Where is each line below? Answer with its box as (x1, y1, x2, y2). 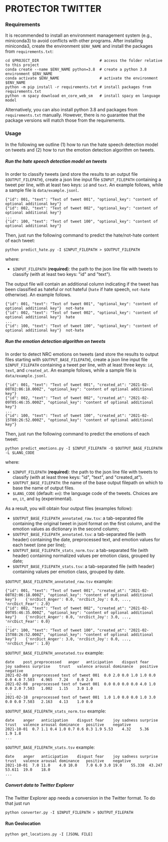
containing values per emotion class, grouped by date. (12, 569, 125, 575)
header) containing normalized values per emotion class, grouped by (12, 552, 155, 558)
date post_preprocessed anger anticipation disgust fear (5, 659, 149, 665)
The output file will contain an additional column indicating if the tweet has (5, 280, 159, 287)
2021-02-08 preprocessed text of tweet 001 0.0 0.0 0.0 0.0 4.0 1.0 (5, 681, 156, 686)
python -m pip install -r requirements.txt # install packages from (5, 85, 151, 90)
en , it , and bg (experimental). (12, 496, 73, 502)
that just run (5, 800, 30, 806)
